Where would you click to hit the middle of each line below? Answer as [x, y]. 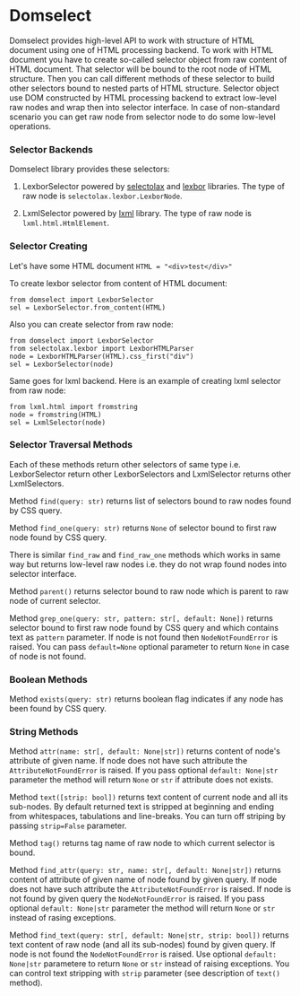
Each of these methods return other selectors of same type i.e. [125, 464]
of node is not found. [48, 656]
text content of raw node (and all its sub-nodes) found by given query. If [142, 945]
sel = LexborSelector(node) [62, 364]
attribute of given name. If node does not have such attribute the [129, 761]
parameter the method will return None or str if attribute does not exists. [141, 780]
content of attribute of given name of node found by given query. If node [143, 879]
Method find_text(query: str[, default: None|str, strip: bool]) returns [149, 935]
